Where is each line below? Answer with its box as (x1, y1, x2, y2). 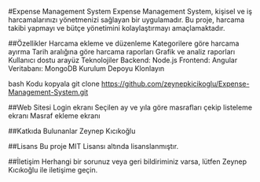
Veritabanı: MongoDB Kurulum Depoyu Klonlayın (8, 64, 165, 73)
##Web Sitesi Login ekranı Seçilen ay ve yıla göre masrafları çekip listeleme (8, 102, 253, 112)
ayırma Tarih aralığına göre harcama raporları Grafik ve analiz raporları (8, 47, 236, 56)
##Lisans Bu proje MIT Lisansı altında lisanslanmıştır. (8, 142, 179, 150)
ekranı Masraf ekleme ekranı (8, 111, 101, 121)
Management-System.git (8, 87, 89, 97)
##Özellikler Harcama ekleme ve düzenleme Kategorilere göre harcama (8, 39, 240, 48)
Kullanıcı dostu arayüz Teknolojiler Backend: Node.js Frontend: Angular (8, 55, 238, 65)
